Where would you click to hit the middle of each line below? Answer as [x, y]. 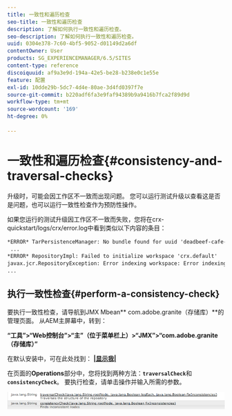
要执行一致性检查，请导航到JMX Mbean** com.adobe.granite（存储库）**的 [116, 312]
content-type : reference [43, 66]
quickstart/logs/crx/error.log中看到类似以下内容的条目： [87, 228]
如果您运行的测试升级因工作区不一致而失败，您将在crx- [86, 219]
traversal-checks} [60, 176]
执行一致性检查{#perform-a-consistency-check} [114, 294]
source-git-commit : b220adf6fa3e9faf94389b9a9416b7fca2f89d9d [98, 95]
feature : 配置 [27, 80]
